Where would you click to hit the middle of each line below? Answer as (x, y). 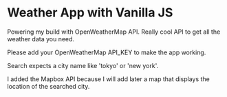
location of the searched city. (48, 86)
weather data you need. (41, 39)
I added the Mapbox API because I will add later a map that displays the (108, 79)
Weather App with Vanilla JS (90, 13)
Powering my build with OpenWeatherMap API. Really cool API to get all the (114, 32)
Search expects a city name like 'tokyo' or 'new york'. (83, 65)
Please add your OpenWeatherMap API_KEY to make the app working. (107, 52)
